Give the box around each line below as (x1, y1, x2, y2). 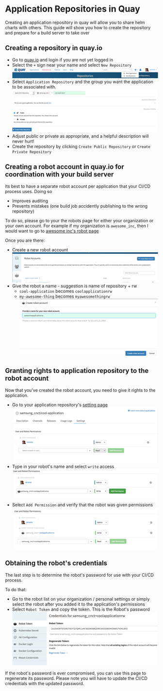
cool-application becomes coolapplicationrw (19, 288, 113, 294)
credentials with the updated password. (5, 680, 84, 686)
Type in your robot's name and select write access (12, 463, 114, 470)
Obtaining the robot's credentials (5, 559, 108, 567)
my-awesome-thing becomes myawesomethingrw (19, 293, 110, 300)
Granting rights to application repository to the (5, 367, 149, 375)
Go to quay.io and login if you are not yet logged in (12, 57, 113, 63)
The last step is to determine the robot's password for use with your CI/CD (5, 572, 154, 578)
